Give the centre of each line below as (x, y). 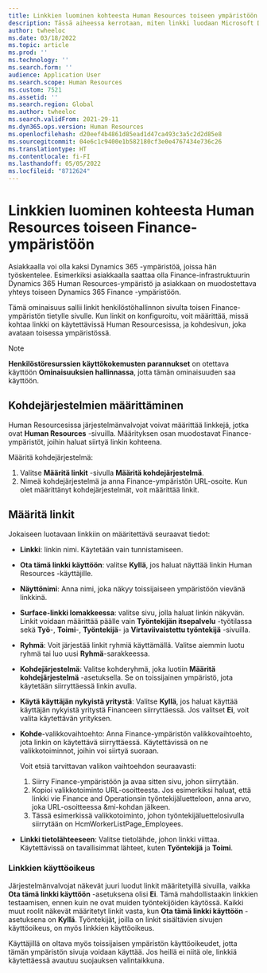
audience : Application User (55, 75)
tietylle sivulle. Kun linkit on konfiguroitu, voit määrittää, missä (147, 316)
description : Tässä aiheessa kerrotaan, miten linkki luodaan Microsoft (131, 23)
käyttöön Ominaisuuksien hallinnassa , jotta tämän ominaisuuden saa (122, 372)
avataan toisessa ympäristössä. (60, 332)
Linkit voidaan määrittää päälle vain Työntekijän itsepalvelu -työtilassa (136, 621)
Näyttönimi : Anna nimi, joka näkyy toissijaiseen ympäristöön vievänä (132, 589)
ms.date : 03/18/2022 (43, 38)
